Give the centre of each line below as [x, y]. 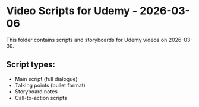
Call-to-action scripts [41, 98]
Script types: [31, 65]
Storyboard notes [36, 91]
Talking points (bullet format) [50, 85]
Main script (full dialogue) [46, 79]
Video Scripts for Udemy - [72, 11]
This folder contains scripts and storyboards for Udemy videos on [87, 40]
